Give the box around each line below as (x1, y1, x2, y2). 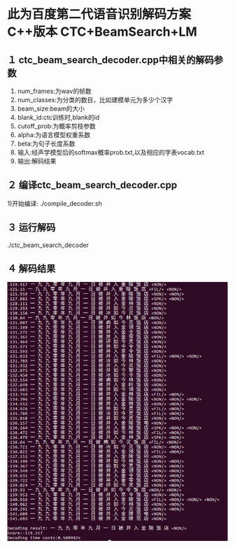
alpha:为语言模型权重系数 (17, 131, 91, 139)
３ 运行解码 (7, 222, 56, 234)
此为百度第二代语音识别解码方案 (7, 6, 192, 22)
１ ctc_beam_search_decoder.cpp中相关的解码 (7, 54, 215, 66)
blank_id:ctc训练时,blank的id (17, 113, 100, 121)
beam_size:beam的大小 (17, 104, 85, 113)
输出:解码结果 (17, 157, 57, 165)
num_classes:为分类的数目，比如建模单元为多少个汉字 (17, 96, 173, 104)
